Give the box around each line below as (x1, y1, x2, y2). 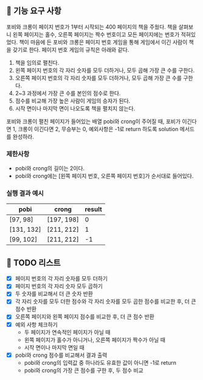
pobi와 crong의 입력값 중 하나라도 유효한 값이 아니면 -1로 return (24, 359, 176, 366)
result (84, 205, 102, 213)
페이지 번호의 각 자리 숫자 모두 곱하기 (15, 282, 103, 290)
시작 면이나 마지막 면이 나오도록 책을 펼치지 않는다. (15, 104, 136, 112)
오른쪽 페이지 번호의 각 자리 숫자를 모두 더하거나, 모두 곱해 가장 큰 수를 (15, 74, 182, 81)
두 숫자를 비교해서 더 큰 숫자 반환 (15, 290, 93, 298)
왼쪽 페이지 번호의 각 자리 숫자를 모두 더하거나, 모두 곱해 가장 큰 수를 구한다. (15, 66, 195, 74)
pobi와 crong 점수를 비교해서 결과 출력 (15, 351, 108, 359)
